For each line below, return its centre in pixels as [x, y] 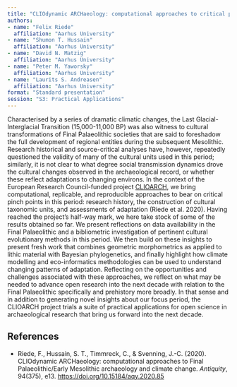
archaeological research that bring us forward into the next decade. [105, 314]
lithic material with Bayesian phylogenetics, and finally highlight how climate [117, 254]
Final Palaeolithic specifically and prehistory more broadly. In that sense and [118, 292]
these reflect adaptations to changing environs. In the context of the [106, 179]
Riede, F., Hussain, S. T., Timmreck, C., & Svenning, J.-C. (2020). [112, 353]
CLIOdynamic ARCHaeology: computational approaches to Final [110, 361]
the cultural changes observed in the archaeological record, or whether [111, 172]
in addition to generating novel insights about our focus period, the [104, 299]
